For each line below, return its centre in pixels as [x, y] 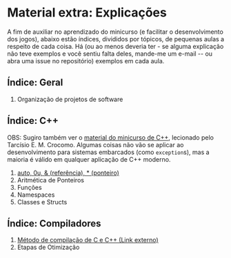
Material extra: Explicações [87, 13]
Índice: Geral [35, 83]
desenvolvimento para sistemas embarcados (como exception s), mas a [108, 152]
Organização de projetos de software [70, 99]
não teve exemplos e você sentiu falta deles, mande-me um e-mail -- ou [110, 54]
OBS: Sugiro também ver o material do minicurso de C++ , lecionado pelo [110, 137]
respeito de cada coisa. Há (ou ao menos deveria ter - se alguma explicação [115, 46]
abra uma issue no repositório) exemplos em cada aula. [86, 61]
